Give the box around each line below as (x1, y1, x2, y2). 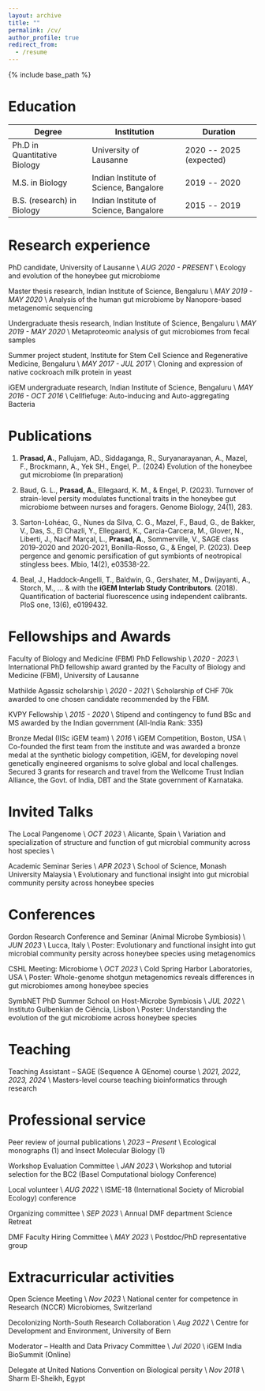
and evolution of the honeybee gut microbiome (8, 270, 161, 281)
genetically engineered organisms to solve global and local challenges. (8, 758, 239, 767)
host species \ (8, 846, 54, 855)
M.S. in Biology (12, 177, 68, 188)
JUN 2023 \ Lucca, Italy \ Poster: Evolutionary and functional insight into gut (8, 940, 256, 949)
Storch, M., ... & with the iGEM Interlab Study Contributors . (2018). (19, 582, 238, 593)
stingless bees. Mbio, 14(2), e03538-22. (19, 559, 151, 569)
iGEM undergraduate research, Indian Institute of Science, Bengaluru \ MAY (8, 383, 254, 392)
